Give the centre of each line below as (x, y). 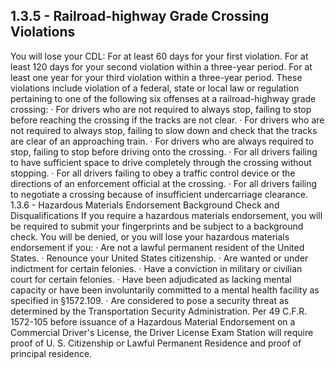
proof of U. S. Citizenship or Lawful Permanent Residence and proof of (156, 343)
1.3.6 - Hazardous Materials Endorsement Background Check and (145, 205)
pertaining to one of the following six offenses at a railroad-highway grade (163, 98)
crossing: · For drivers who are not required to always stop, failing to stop (161, 109)
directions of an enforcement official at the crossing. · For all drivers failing (164, 183)
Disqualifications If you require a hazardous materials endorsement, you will (166, 215)
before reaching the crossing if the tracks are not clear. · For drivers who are (167, 120)
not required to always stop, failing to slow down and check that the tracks (164, 130)
